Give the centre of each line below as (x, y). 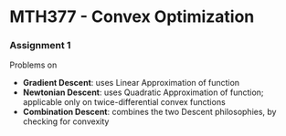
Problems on (33, 65)
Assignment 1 (40, 46)
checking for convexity (66, 121)
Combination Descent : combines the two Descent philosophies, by (149, 112)
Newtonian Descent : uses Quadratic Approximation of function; (143, 92)
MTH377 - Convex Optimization (132, 17)
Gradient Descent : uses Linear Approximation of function (131, 83)
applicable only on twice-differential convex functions (124, 102)
